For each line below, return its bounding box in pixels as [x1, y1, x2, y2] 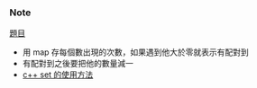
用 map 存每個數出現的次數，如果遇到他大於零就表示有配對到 [22, 47, 250, 57]
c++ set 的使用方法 [22, 69, 94, 80]
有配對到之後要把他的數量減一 [22, 58, 133, 69]
